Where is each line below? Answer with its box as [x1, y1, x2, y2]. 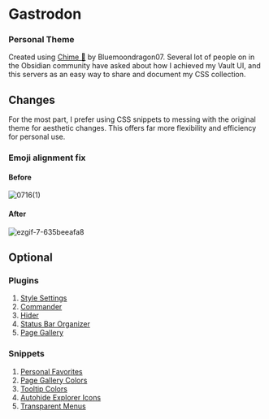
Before [8, 172, 33, 182]
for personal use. [8, 132, 66, 142]
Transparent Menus [20, 401, 87, 411]
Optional [8, 251, 53, 265]
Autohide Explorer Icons [20, 392, 102, 402]
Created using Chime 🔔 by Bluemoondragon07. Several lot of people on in [8, 52, 255, 62]
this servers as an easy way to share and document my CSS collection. [8, 70, 246, 80]
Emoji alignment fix [8, 152, 86, 163]
